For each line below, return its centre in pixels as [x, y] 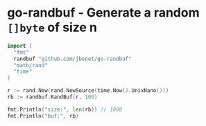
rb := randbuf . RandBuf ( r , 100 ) [52, 97]
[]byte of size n [52, 27]
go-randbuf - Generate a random [103, 13]
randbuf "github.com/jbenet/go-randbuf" [72, 59]
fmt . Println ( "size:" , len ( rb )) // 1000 [65, 109]
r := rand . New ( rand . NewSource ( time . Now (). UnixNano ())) [88, 91]
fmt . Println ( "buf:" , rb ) [43, 116]
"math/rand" [31, 65]
